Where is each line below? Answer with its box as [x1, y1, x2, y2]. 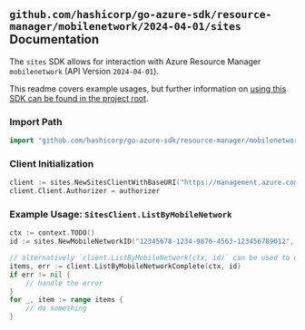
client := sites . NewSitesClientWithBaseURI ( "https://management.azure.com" [9, 178, 302, 188]
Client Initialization [9, 157, 94, 170]
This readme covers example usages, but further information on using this [9, 82, 287, 94]
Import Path [9, 115, 63, 128]
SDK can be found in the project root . [9, 92, 149, 103]
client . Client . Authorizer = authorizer [9, 187, 161, 196]
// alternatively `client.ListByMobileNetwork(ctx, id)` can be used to [9, 254, 290, 263]
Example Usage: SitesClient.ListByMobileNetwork [9, 208, 232, 220]
